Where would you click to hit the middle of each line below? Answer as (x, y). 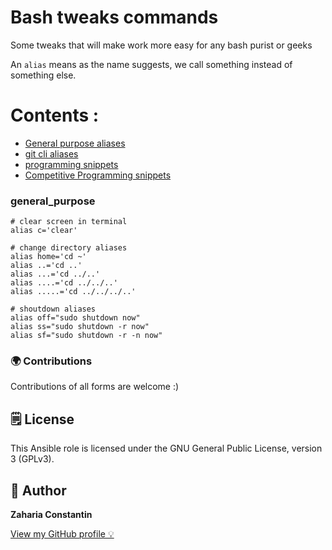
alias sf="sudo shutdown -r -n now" (86, 336)
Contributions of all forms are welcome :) (95, 387)
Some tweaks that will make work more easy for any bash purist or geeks (161, 45)
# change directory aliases (69, 248)
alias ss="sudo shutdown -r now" (80, 327)
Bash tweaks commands (114, 17)
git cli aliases (51, 153)
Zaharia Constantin (51, 515)
